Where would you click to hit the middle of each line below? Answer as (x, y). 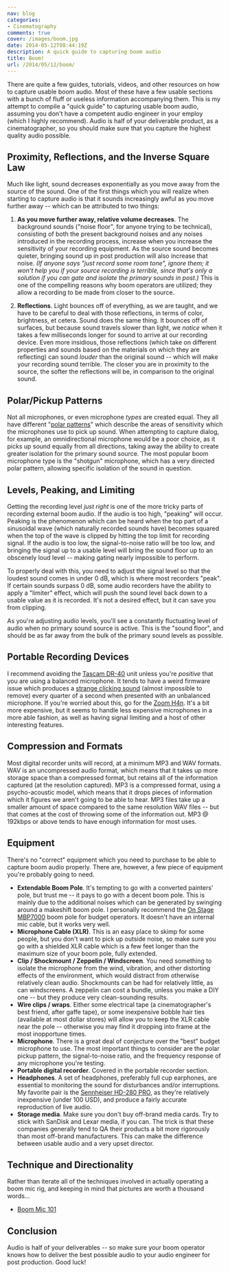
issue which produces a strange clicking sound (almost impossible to (105, 688)
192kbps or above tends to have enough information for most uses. (102, 821)
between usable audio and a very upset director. (85, 1143)
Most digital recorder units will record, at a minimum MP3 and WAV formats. (114, 763)
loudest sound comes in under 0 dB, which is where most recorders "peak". (114, 578)
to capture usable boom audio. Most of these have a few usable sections (110, 91)
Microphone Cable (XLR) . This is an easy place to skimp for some (111, 931)
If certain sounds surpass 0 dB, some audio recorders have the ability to (109, 586)
